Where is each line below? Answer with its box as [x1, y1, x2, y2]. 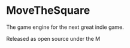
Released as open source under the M [6, 35, 101, 42]
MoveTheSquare [6, 4, 90, 17]
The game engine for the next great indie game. [6, 23, 124, 31]
